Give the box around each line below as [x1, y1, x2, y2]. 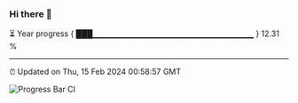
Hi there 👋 [9, 8, 53, 20]
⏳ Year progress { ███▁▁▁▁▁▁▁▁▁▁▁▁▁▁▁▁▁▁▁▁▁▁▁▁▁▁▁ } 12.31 [9, 28, 279, 39]
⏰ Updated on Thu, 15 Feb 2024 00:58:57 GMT [9, 66, 182, 77]
